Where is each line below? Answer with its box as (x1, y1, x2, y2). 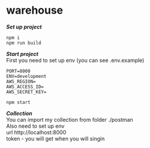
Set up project (6, 23, 42, 30)
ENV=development (6, 73, 47, 79)
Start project (6, 50, 39, 57)
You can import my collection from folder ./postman (6, 116, 133, 123)
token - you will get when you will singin (6, 135, 105, 142)
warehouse (6, 4, 63, 17)
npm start (6, 99, 31, 105)
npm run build (6, 40, 42, 46)
